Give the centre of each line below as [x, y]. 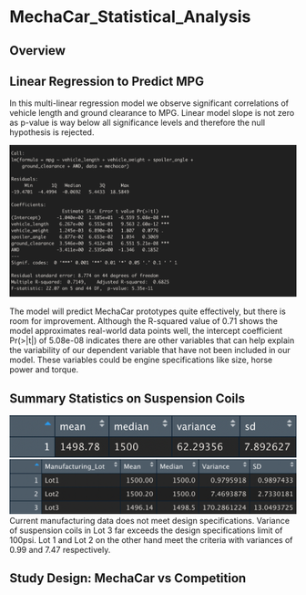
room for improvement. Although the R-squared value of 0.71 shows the [144, 321]
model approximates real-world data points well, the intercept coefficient [146, 331]
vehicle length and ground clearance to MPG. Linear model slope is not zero [152, 113]
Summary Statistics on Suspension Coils [127, 398]
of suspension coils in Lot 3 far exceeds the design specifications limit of [146, 530]
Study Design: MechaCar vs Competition [128, 578]
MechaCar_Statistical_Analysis [130, 17]
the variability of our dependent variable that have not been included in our [150, 350]
